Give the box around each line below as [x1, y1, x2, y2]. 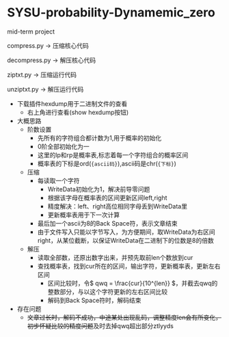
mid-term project [7, 27, 55, 36]
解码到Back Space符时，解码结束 [47, 296, 142, 304]
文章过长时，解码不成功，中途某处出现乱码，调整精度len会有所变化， [27, 313, 222, 321]
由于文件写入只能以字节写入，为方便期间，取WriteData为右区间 [37, 228, 215, 236]
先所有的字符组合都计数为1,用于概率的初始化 [37, 133, 162, 141]
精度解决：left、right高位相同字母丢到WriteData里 [47, 202, 188, 210]
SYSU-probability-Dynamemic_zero [7, 5, 215, 21]
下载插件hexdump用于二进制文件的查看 [16, 99, 128, 107]
